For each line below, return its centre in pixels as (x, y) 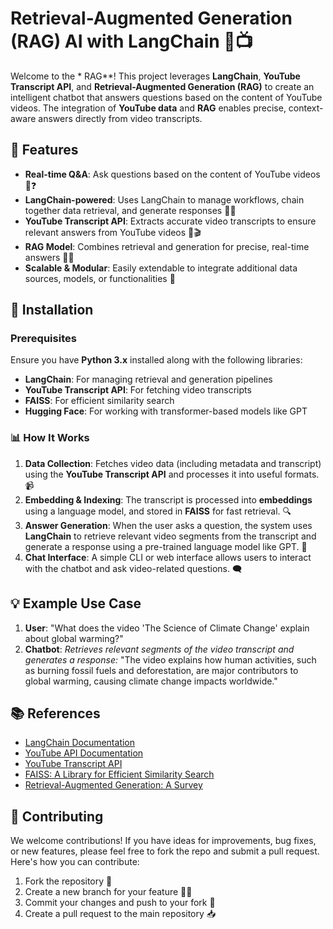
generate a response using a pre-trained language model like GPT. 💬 (166, 546)
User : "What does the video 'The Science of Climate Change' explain (167, 628)
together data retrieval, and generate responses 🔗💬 (130, 210)
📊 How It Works (50, 438)
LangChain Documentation (80, 743)
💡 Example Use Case (76, 603)
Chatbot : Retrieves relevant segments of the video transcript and (159, 649)
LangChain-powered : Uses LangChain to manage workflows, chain (164, 199)
